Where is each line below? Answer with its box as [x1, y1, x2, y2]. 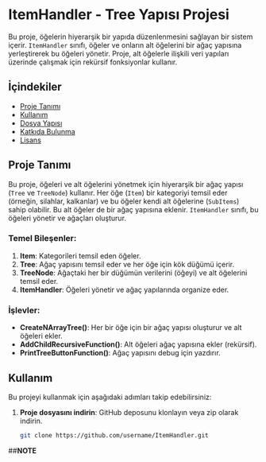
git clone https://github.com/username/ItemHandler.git [19, 431, 209, 439]
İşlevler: [8, 305, 40, 316]
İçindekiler [8, 80, 62, 94]
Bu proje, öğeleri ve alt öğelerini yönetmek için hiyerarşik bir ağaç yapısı [8, 179, 244, 188]
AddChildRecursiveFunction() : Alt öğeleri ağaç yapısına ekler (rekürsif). [19, 340, 257, 349]
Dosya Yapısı [19, 118, 63, 128]
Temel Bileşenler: [8, 233, 77, 244]
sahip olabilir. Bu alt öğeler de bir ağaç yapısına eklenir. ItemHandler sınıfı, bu [8, 204, 259, 214]
